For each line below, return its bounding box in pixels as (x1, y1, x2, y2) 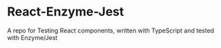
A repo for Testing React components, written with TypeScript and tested (7, 26, 215, 34)
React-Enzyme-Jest (7, 4, 124, 20)
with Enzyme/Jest (7, 33, 58, 41)
